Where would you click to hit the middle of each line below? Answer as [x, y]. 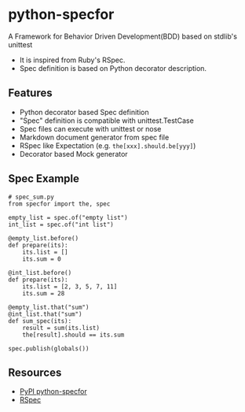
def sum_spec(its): [40, 321]
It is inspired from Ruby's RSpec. [72, 60]
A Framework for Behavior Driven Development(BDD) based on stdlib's [123, 36]
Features [30, 93]
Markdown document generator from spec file [94, 137]
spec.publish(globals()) [49, 348]
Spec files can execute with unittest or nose [90, 128]
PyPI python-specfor [53, 392]
